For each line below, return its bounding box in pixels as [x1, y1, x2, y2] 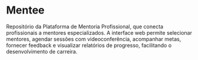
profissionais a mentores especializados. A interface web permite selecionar [6, 29, 192, 36]
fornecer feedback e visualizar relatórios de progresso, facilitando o [6, 42, 172, 49]
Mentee [6, 4, 45, 17]
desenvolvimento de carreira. [6, 48, 78, 55]
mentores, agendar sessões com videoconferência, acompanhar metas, [6, 35, 181, 42]
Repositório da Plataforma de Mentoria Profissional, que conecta [6, 23, 164, 30]
